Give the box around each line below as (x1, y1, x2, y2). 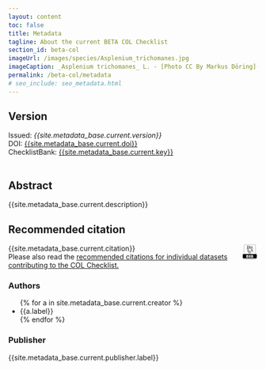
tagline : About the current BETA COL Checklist (8, 38, 169, 46)
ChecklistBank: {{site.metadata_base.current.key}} (8, 147, 174, 157)
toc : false (8, 21, 44, 29)
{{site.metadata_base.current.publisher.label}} (8, 353, 159, 362)
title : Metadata (8, 29, 62, 37)
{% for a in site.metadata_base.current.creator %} (19, 298, 184, 308)
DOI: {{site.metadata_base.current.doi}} (8, 139, 138, 149)
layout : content (8, 13, 62, 21)
